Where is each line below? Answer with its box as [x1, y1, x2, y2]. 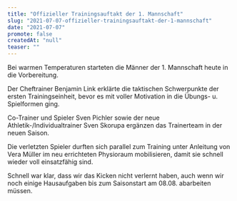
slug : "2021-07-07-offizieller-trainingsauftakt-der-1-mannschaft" [7, 17, 213, 24]
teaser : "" [7, 43, 40, 51]
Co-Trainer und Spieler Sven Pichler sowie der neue [7, 113, 160, 122]
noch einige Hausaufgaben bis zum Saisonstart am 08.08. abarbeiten [7, 179, 211, 187]
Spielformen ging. [7, 100, 60, 108]
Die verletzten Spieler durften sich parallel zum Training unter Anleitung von [7, 143, 231, 150]
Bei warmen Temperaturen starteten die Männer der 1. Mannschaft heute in [7, 63, 228, 71]
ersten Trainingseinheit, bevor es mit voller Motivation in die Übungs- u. [7, 92, 218, 100]
